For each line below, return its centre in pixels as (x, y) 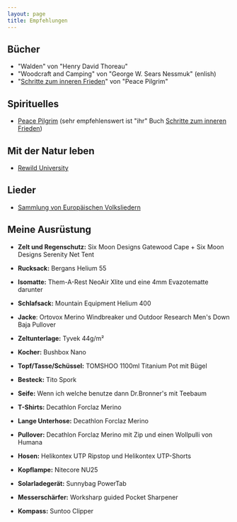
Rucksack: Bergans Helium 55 (62, 268)
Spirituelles (33, 104)
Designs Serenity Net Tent (56, 254)
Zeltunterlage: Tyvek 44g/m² (61, 338)
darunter (30, 289)
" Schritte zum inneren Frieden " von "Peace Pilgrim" (93, 82)
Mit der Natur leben (51, 151)
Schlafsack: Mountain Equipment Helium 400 (84, 303)
